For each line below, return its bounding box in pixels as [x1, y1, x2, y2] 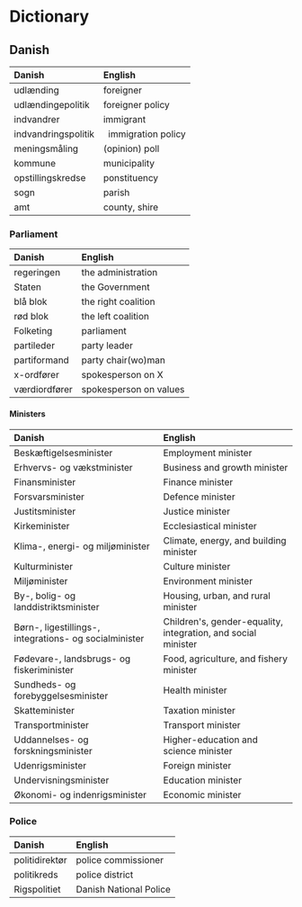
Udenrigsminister [13, 759, 87, 771]
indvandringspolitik [13, 128, 95, 140]
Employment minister [163, 446, 253, 459]
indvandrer [13, 113, 60, 125]
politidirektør [13, 853, 67, 866]
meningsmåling [13, 142, 79, 155]
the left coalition [81, 310, 150, 323]
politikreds [13, 868, 58, 881]
